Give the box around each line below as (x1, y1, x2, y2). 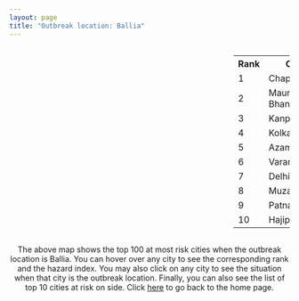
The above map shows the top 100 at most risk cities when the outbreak (17, 244, 282, 255)
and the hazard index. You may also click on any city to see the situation (17, 263, 282, 273)
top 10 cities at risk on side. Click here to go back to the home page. (25, 281, 274, 292)
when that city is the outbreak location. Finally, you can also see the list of (13, 273, 286, 283)
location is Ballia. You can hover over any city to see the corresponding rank (10, 253, 289, 264)
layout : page (9, 12, 58, 22)
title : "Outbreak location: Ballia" (9, 21, 145, 30)
